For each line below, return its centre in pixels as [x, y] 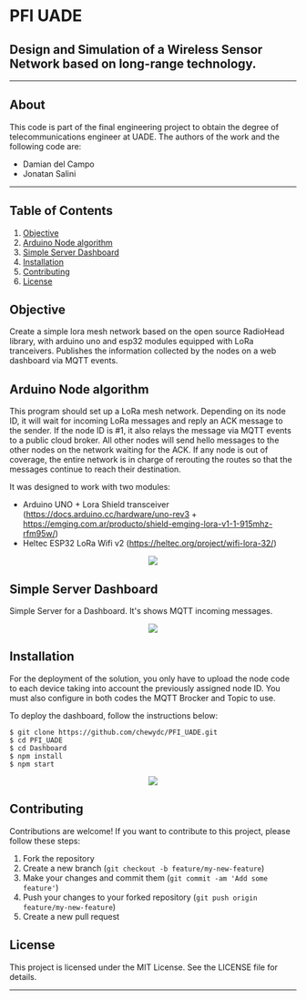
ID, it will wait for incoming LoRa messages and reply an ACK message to [147, 421]
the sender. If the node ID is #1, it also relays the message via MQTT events [150, 431]
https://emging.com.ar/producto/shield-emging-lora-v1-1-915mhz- [148, 524]
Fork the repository [59, 858]
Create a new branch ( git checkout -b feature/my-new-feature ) [143, 868]
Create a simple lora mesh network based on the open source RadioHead [147, 332]
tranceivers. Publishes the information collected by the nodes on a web [143, 351]
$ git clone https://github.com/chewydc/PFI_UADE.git [114, 732]
